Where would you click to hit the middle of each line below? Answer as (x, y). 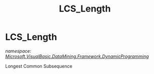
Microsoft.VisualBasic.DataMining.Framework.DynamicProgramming (77, 56)
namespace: (18, 51)
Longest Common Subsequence (39, 66)
